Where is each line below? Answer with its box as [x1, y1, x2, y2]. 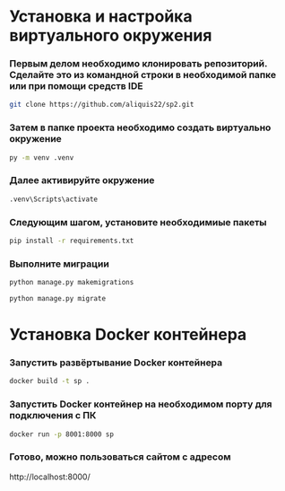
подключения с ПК [9, 409, 97, 422]
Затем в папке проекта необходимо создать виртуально [9, 121, 272, 134]
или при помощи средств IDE [9, 80, 143, 92]
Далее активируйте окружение [9, 174, 155, 187]
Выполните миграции [9, 258, 109, 270]
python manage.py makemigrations [9, 278, 134, 287]
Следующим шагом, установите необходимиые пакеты [9, 215, 267, 228]
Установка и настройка [9, 6, 193, 27]
